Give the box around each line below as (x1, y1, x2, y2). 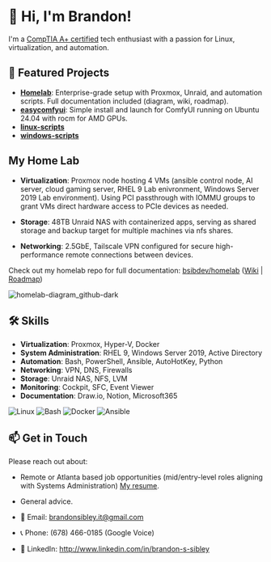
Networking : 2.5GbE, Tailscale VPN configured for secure (19, 241, 214, 251)
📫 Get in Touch (8, 431, 88, 445)
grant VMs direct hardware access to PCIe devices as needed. (19, 201, 229, 211)
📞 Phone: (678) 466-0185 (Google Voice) (19, 528, 155, 538)
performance (19, 250, 65, 260)
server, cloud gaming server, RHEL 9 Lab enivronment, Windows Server (19, 184, 260, 193)
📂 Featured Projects (8, 66, 110, 80)
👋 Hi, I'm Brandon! (8, 7, 132, 26)
